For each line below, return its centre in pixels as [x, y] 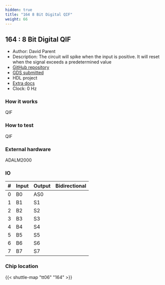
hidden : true [19, 10]
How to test [19, 125]
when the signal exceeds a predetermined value [62, 62]
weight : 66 [16, 19]
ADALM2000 [18, 160]
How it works [21, 101]
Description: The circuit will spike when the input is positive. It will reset [86, 57]
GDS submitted [28, 72]
